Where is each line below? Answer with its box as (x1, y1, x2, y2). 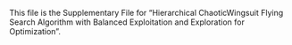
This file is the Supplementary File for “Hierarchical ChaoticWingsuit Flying (9, 8, 284, 18)
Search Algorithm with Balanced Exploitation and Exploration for (9, 17, 246, 27)
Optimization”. (9, 26, 61, 36)
